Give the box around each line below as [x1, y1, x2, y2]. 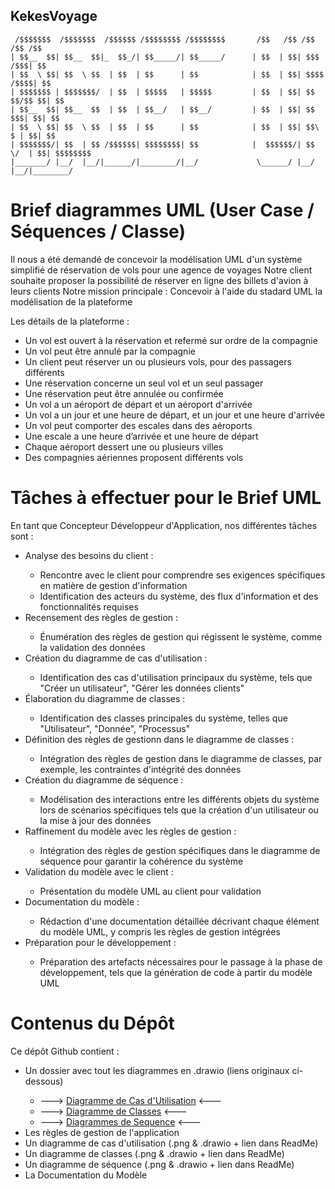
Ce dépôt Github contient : [10, 1045, 120, 1057]
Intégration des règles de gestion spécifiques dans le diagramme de [39, 844, 321, 856]
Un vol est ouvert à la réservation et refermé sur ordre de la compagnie [24, 334, 318, 346]
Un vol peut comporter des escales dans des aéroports [24, 419, 253, 431]
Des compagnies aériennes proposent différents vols [24, 451, 244, 463]
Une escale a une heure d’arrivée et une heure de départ [24, 430, 259, 442]
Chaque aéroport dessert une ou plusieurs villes [24, 440, 224, 453]
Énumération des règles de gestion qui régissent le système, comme [39, 630, 323, 643]
